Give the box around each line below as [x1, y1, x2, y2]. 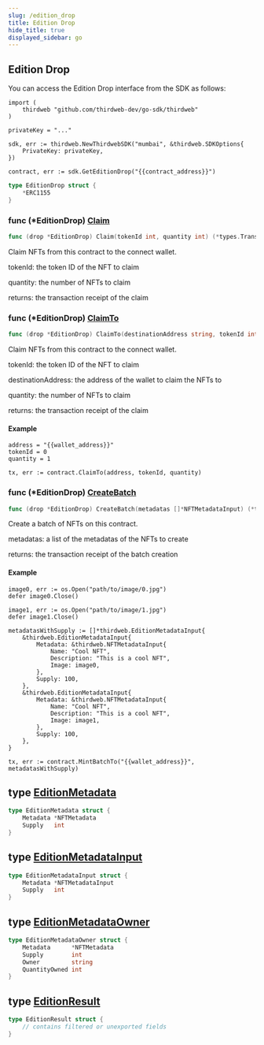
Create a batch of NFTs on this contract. [8, 519, 138, 529]
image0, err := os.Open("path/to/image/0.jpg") [8, 585, 167, 593]
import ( [8, 99, 37, 107]
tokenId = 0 [8, 448, 47, 456]
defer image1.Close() [8, 612, 79, 621]
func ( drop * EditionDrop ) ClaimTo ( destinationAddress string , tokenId [8, 330, 244, 339]
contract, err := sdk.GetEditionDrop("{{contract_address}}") [8, 168, 216, 176]
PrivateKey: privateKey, [22, 147, 104, 155]
